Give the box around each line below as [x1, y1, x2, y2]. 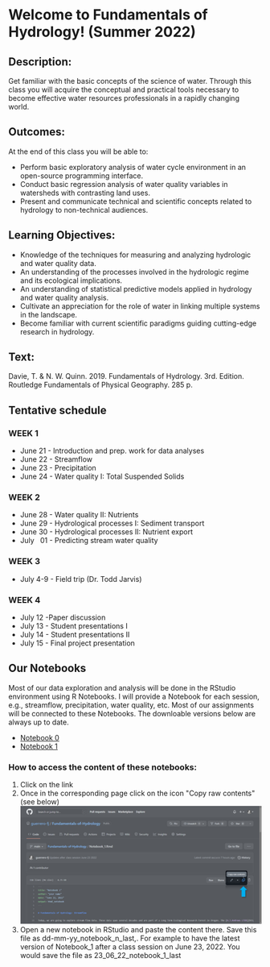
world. [8, 102, 30, 111]
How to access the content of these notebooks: [8, 762, 197, 773]
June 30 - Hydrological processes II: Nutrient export [19, 527, 193, 537]
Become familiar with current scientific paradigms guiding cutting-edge [19, 318, 257, 328]
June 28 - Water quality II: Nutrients [19, 510, 139, 520]
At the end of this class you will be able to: [8, 147, 149, 156]
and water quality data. [19, 258, 96, 268]
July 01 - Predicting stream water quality [19, 536, 158, 546]
